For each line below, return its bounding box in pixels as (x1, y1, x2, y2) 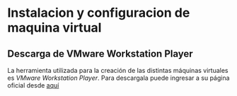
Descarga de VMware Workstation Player (7, 48, 193, 60)
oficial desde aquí (7, 81, 59, 89)
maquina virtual (7, 20, 102, 36)
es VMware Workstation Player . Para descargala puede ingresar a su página (7, 74, 230, 82)
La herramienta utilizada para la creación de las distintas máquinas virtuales (7, 67, 229, 74)
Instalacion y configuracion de (7, 5, 190, 21)
